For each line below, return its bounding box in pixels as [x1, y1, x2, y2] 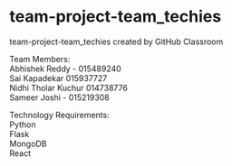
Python [9, 119, 36, 130]
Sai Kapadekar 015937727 [9, 72, 108, 83]
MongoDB [9, 138, 47, 149]
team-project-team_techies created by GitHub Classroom [9, 36, 224, 47]
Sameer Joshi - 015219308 [9, 92, 111, 103]
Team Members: [9, 53, 71, 64]
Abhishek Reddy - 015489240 [9, 63, 122, 74]
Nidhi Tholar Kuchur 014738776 [9, 82, 129, 93]
